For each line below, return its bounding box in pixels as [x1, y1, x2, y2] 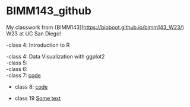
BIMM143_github [6, 4, 92, 18]
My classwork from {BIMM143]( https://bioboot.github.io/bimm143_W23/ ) [6, 24, 185, 31]
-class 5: [6, 59, 28, 66]
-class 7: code [6, 72, 41, 79]
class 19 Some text [14, 95, 61, 102]
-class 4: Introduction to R [6, 41, 70, 48]
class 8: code [14, 83, 48, 90]
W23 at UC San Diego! [6, 30, 61, 37]
